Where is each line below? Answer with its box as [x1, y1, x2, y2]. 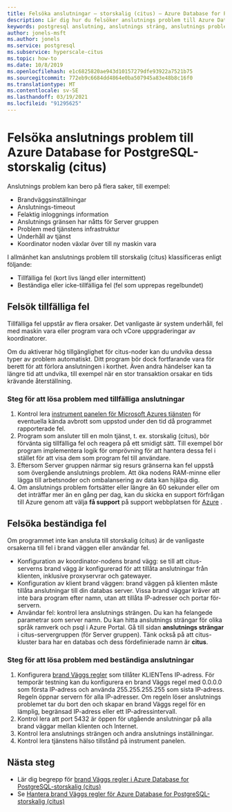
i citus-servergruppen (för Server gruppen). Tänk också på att [17, 630, 194, 639]
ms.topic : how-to [7, 55, 57, 62]
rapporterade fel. [17, 424, 66, 433]
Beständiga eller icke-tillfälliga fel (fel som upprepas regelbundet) [17, 281, 204, 289]
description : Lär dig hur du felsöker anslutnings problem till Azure [7, 17, 215, 23]
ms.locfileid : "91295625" [7, 100, 81, 107]
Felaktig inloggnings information [17, 210, 109, 218]
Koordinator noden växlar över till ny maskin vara [17, 239, 157, 247]
